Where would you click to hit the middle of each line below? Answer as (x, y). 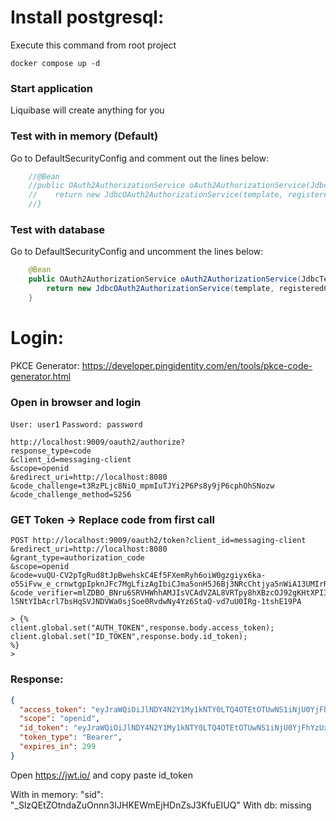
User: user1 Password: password (76, 425)
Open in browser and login (76, 402)
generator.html (41, 376)
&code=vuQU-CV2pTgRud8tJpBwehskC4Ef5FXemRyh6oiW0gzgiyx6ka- (138, 576)
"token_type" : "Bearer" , (71, 737)
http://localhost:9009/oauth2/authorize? (98, 442)
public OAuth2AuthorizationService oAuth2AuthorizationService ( (165, 279)
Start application (52, 88)
